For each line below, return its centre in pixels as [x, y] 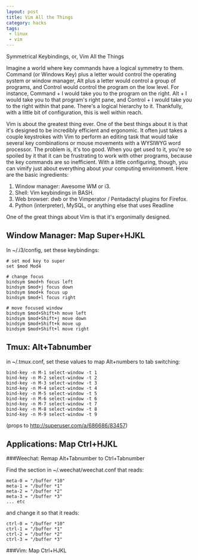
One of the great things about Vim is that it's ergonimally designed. [89, 217]
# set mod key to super [36, 261]
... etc [16, 502]
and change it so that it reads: [43, 513]
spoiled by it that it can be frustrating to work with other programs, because [99, 156]
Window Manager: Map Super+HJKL [76, 236]
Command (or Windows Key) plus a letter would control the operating [92, 74]
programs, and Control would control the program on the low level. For [93, 87]
